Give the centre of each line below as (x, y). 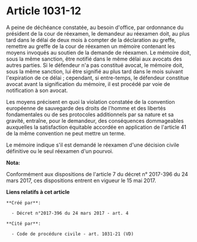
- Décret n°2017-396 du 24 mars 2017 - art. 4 (70, 213)
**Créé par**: (24, 203)
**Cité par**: (24, 224)
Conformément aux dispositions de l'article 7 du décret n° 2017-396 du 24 (97, 174)
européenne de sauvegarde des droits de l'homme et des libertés (86, 108)
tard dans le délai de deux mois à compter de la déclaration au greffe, (91, 40)
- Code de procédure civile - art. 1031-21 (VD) (73, 234)
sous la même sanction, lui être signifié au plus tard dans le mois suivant (95, 71)
